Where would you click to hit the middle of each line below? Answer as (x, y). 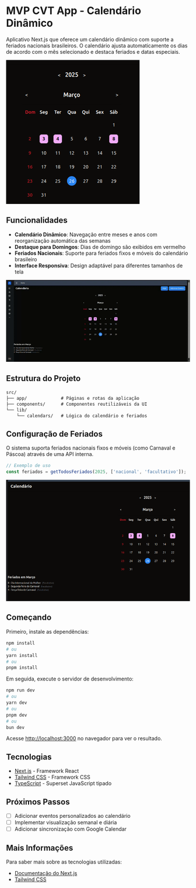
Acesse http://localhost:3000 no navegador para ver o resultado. (84, 738)
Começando (29, 618)
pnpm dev (17, 715)
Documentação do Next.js (46, 873)
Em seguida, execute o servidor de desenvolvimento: (70, 679)
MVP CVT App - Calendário (74, 11)
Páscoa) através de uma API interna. (50, 454)
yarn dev (17, 703)
